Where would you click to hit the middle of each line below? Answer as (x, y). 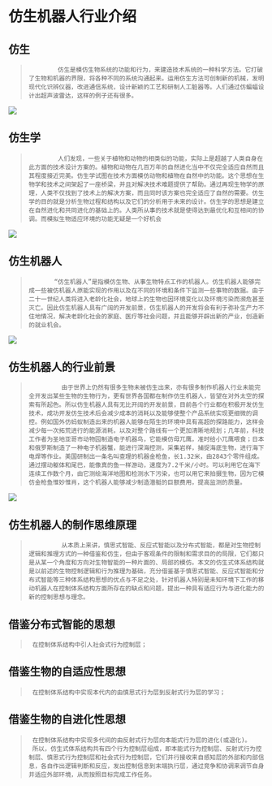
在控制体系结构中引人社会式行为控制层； (90, 645)
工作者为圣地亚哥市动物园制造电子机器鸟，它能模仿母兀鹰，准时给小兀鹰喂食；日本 (146, 439)
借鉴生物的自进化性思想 (67, 719)
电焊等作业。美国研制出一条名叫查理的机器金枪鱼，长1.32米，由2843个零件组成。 (146, 457)
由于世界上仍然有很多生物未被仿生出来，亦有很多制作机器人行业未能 (158, 388)
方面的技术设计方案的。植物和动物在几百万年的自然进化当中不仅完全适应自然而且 (149, 167)
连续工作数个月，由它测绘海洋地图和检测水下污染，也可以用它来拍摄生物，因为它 (143, 474)
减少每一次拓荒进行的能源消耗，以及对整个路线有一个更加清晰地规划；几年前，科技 (146, 431)
